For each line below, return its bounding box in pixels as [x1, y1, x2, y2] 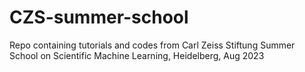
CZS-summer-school [9, 6, 189, 29]
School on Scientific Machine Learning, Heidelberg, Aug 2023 [9, 49, 265, 61]
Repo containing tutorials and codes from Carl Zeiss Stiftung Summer [9, 39, 296, 51]
